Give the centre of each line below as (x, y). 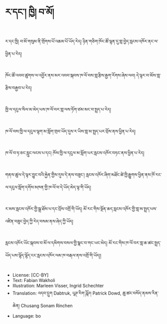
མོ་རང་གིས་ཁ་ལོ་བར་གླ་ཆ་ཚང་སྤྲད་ (135, 243)
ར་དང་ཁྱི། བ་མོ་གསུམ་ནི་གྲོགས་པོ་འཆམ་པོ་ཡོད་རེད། (43, 41)
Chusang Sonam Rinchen (47, 305)
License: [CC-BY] (30, 275)
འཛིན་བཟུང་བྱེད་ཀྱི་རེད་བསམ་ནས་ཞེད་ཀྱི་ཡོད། (39, 221)
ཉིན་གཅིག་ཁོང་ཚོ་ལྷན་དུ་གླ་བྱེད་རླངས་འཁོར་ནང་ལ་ (120, 41)
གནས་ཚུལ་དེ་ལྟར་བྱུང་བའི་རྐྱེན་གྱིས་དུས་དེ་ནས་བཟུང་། (45, 174)
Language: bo (27, 316)
